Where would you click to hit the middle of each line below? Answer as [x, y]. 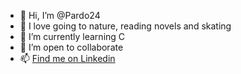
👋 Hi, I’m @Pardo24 [60, 15]
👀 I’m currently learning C [72, 36]
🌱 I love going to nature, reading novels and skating [125, 26]
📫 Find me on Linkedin [67, 58]
